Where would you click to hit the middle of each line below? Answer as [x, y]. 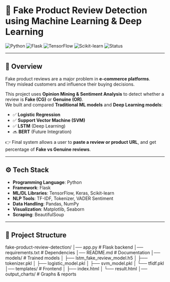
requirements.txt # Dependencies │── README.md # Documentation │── [83, 253]
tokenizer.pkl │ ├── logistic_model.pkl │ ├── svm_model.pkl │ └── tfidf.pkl [85, 263]
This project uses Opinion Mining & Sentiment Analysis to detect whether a [85, 94]
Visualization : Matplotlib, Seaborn [48, 209]
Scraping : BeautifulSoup [38, 214]
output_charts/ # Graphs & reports [41, 274]
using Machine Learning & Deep [74, 21]
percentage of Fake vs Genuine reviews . [48, 149]
